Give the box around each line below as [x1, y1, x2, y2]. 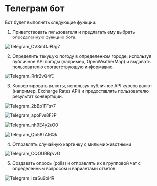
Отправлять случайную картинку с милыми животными [12, 141, 132, 147]
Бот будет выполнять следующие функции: [5, 19, 97, 25]
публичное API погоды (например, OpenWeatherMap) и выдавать [12, 58, 151, 64]
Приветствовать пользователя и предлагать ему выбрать [12, 29, 135, 35]
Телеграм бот [5, 3, 65, 14]
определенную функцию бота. [12, 34, 77, 40]
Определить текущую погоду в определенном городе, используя [12, 53, 152, 59]
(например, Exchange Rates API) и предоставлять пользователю [12, 88, 149, 94]
